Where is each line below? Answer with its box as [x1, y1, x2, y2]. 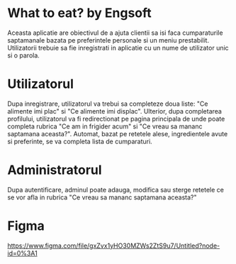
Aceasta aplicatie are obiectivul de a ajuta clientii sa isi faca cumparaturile [7, 28, 223, 37]
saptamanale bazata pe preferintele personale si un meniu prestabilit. [7, 35, 210, 44]
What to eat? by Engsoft [7, 5, 152, 21]
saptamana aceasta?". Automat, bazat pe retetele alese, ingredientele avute [7, 129, 228, 138]
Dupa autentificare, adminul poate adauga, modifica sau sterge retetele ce [7, 185, 225, 194]
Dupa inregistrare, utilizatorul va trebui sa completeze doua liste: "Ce [7, 99, 208, 108]
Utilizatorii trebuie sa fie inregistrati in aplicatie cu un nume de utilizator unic [7, 43, 229, 52]
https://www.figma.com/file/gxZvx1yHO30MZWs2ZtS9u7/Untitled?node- [7, 241, 220, 250]
